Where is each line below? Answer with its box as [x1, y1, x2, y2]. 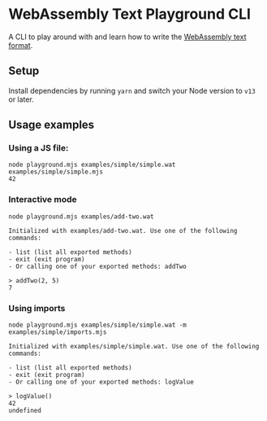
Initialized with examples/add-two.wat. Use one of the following [8, 226, 238, 235]
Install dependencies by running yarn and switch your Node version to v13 [8, 86, 256, 95]
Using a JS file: [8, 143, 69, 154]
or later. [8, 94, 34, 104]
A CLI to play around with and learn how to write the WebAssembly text [8, 32, 247, 42]
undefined [8, 406, 42, 415]
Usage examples [8, 118, 95, 132]
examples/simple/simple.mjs [8, 168, 104, 176]
